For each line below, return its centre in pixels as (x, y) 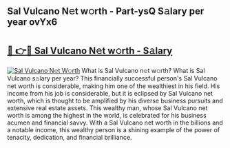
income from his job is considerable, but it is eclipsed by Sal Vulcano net (110, 93)
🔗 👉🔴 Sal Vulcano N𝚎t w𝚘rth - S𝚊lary (90, 51)
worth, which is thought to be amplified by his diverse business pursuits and (115, 101)
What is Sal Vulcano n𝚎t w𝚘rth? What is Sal (143, 71)
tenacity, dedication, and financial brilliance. (70, 137)
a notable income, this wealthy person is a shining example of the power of (114, 130)
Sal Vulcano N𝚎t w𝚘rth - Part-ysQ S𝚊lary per (106, 11)
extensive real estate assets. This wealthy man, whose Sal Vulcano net (107, 108)
